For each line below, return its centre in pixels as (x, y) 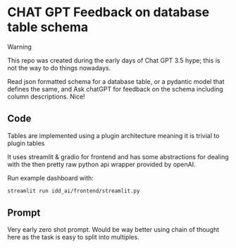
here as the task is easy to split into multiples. (73, 237)
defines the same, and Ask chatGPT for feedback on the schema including (115, 89)
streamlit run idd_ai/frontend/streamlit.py (74, 191)
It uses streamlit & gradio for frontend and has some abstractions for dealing (118, 156)
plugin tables (26, 143)
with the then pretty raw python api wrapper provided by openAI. (101, 164)
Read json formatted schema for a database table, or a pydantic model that (116, 81)
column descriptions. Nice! (46, 97)
